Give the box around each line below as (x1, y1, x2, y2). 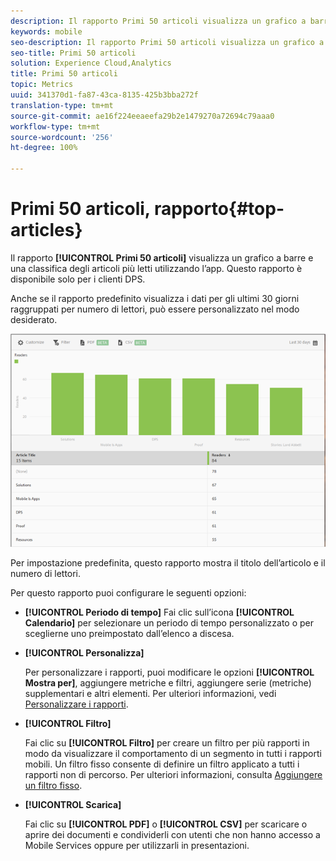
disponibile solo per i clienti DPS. (10, 273, 146, 285)
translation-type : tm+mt (10, 100, 114, 110)
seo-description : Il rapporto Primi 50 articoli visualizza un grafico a (10, 37, 325, 47)
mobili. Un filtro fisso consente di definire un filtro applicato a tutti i (24, 758, 300, 770)
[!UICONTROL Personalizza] (24, 647, 145, 659)
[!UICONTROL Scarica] (24, 799, 122, 811)
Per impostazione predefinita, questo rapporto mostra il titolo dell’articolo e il (10, 557, 326, 569)
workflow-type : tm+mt (10, 121, 101, 132)
